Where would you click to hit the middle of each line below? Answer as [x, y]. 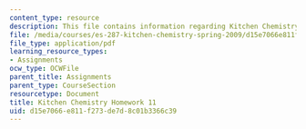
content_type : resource [55, 18]
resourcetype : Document [55, 94]
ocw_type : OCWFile [44, 69]
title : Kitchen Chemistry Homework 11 [83, 102]
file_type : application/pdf [63, 43]
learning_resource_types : [58, 52]
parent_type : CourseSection [63, 85]
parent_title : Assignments [61, 77]
